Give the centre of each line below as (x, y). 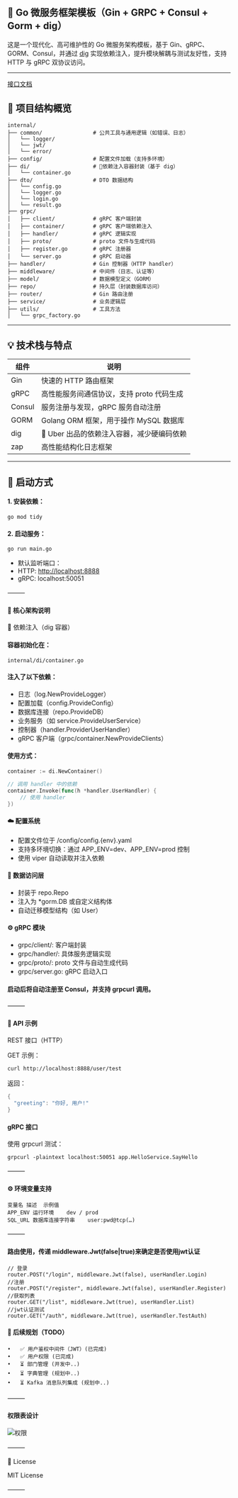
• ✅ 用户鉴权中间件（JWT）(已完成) (57, 1349)
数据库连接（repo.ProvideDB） (62, 712)
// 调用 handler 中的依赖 (42, 784)
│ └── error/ (30, 151)
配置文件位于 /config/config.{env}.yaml (75, 840)
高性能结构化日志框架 (77, 447)
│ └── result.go (34, 205)
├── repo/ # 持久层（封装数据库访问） (85, 286)
